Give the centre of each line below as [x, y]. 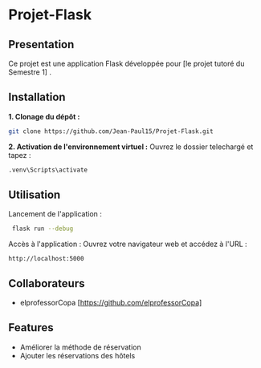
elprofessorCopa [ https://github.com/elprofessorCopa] [111, 303]
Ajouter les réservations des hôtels [77, 355]
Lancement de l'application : [55, 214]
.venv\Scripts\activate [48, 170]
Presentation [41, 44]
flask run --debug [43, 229]
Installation [37, 97]
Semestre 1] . [30, 72]
